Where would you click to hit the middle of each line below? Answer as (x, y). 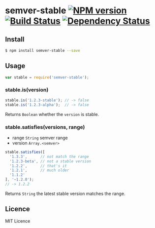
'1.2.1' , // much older (39, 170)
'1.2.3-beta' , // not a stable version (50, 161)
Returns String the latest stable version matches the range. (65, 193)
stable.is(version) (27, 90)
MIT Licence (18, 221)
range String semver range (40, 138)
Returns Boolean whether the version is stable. (52, 114)
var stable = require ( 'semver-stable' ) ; (47, 77)
